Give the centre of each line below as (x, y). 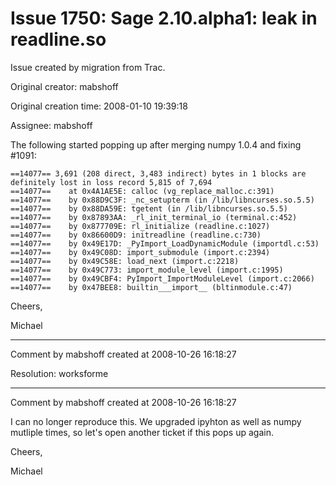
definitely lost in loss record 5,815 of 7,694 (111, 182)
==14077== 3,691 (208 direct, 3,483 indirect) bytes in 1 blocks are (158, 173)
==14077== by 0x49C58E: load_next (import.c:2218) (125, 261)
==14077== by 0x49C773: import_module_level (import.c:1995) (147, 270)
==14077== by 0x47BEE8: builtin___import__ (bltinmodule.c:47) (151, 287)
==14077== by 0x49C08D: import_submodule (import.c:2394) (140, 252)
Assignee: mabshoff (51, 125)
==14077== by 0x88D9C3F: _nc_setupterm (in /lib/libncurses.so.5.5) (162, 200)
